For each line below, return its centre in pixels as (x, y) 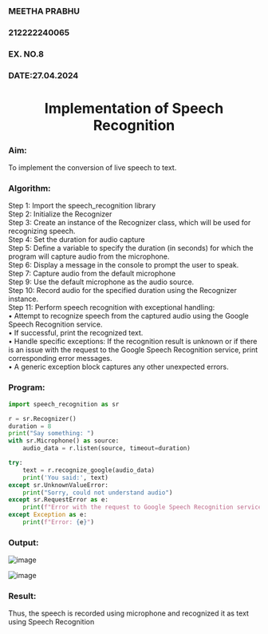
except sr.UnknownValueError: (59, 485)
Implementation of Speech (134, 108)
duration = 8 (30, 426)
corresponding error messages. (60, 359)
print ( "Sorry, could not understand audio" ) (98, 493)
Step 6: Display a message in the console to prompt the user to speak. (124, 265)
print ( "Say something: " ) (51, 434)
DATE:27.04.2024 (43, 75)
